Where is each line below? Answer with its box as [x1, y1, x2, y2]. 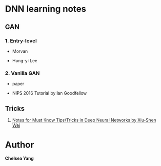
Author [5, 139, 34, 150]
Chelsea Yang [5, 155, 34, 161]
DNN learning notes [5, 3, 86, 15]
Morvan [12, 48, 28, 54]
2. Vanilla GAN [5, 69, 40, 76]
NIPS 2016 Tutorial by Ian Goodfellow [12, 90, 87, 96]
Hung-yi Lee [12, 57, 38, 64]
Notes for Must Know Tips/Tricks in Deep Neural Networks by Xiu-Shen [12, 117, 157, 123]
